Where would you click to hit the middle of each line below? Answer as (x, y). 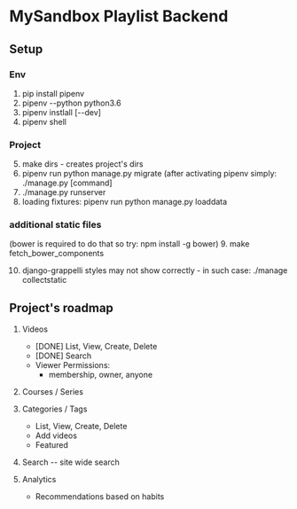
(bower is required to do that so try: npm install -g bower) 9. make (129, 244)
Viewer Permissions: (73, 365)
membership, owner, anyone (101, 375)
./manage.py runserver (64, 192)
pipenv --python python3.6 (71, 103)
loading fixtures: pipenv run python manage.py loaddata (125, 202)
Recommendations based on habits (100, 497)
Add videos (56, 435)
